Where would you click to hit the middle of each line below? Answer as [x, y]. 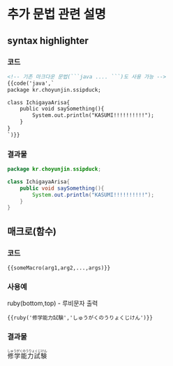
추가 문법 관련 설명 [57, 14]
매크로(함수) [32, 231]
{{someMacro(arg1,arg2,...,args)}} [59, 268]
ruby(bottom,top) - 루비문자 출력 [53, 303]
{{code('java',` [31, 83]
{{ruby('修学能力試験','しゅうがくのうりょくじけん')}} [80, 318]
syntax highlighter [48, 40]
